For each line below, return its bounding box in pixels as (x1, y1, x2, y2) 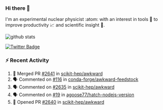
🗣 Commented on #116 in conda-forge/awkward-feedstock (12, 76, 139, 82)
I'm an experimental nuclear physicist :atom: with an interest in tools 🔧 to (5, 16, 158, 23)
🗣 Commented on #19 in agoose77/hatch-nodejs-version (12, 92, 134, 98)
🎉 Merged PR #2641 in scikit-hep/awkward (12, 70, 103, 76)
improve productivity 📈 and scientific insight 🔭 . (5, 22, 105, 28)
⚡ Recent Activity (5, 57, 50, 64)
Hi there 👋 (5, 5, 31, 12)
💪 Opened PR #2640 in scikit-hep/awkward (12, 99, 105, 105)
